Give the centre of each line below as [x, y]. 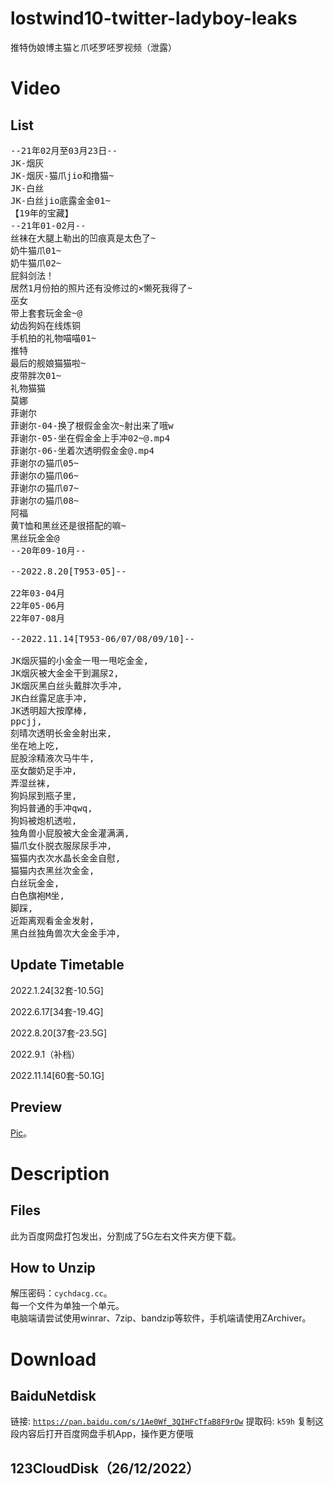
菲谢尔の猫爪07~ [45, 488]
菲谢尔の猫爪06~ [45, 475]
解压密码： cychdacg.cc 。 [61, 1293]
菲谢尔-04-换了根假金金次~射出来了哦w [92, 425]
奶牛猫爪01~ [36, 250]
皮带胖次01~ [36, 375]
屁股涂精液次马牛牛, [52, 758]
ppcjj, [26, 721]
